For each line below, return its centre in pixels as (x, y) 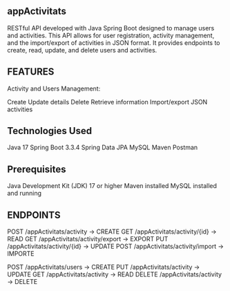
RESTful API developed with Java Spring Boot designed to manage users (111, 28)
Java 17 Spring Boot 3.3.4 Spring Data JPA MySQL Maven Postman (103, 147)
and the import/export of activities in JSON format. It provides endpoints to (114, 43)
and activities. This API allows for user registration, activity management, (111, 35)
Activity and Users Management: (54, 88)
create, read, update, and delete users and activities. (82, 50)
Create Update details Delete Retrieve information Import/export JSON (107, 102)
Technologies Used (49, 131)
